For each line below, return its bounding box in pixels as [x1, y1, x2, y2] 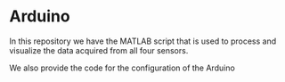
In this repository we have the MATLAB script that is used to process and [9, 36, 277, 46]
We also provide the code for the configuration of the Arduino [9, 62, 236, 73]
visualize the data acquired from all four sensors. [9, 45, 189, 55]
